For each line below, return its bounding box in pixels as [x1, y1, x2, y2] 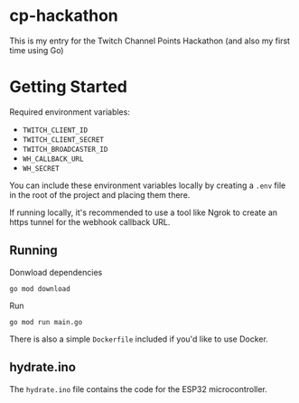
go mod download [9, 284, 70, 294]
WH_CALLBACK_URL [22, 155, 84, 164]
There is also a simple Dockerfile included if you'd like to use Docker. [9, 333, 268, 344]
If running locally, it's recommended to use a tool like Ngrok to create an [9, 207, 278, 218]
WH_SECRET [22, 164, 61, 173]
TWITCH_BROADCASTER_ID [22, 145, 108, 154]
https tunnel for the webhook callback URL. [9, 216, 171, 227]
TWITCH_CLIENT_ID [22, 126, 89, 135]
